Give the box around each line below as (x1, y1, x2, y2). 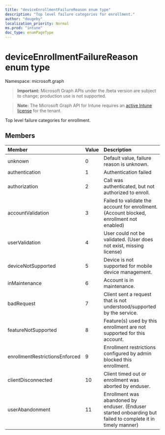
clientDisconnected (7, 376, 53, 383)
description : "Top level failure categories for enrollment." (5, 12, 135, 17)
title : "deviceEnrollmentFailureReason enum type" (5, 7, 111, 12)
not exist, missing (104, 242, 144, 249)
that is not (104, 297, 127, 304)
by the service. (104, 309, 138, 316)
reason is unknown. (104, 161, 149, 168)
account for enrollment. (104, 203, 158, 210)
